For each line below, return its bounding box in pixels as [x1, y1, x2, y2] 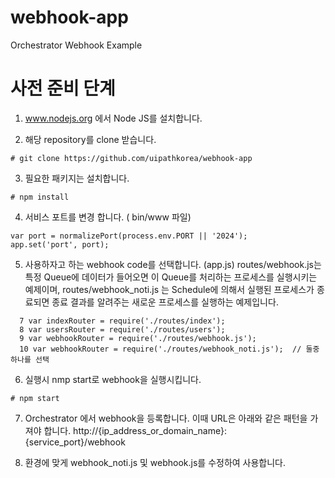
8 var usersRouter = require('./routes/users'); [19, 324, 226, 335]
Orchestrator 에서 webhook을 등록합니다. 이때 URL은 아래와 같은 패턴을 [24, 412, 308, 424]
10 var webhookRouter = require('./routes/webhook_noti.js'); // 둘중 [19, 344, 320, 354]
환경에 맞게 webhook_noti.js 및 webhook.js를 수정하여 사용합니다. [24, 456, 287, 468]
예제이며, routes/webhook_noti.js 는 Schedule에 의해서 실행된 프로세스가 [24, 283, 315, 295]
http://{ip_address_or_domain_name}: [73, 424, 227, 436]
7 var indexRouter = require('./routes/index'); [19, 316, 226, 326]
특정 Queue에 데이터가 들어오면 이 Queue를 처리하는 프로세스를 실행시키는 [24, 271, 318, 283]
